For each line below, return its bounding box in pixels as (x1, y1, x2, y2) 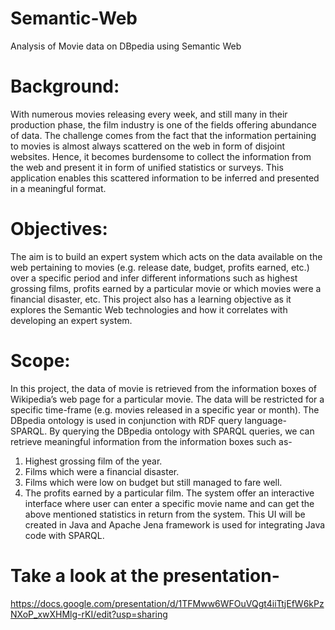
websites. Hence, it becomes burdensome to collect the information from (10, 150, 312, 162)
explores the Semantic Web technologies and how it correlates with (10, 303, 288, 316)
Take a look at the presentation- (10, 564, 280, 587)
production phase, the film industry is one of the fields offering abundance (10, 118, 317, 131)
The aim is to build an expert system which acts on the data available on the (10, 250, 323, 262)
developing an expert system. (10, 314, 133, 326)
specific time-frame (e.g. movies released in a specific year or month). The (10, 403, 320, 416)
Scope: (10, 350, 71, 372)
